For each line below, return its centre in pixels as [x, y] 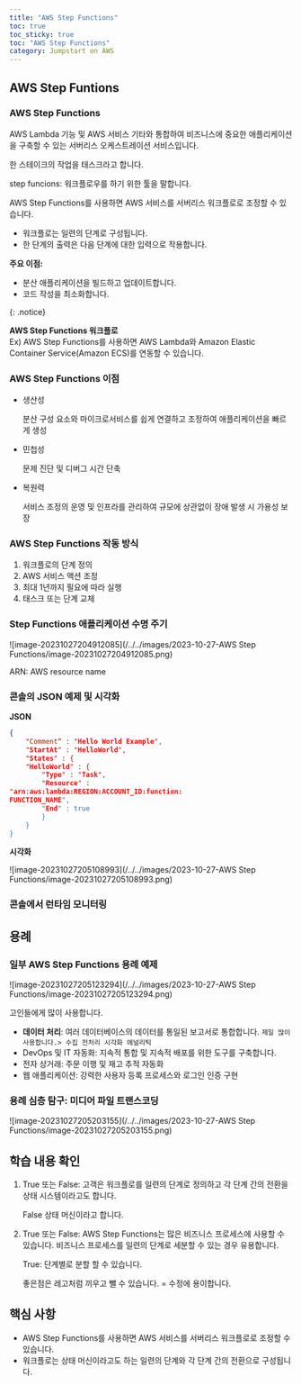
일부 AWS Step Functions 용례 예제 [84, 964]
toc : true [28, 26]
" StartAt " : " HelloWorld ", [76, 750]
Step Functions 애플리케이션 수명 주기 [89, 624]
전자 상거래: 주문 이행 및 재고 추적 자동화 [93, 1064]
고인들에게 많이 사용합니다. [56, 1012]
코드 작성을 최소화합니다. [66, 294]
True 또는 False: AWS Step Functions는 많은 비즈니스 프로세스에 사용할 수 [153, 1234]
